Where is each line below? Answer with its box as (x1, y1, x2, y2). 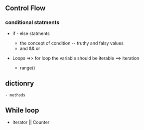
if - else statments (12, 30, 50, 36)
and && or (19, 45, 40, 51)
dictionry (5, 79, 34, 88)
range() (19, 64, 35, 70)
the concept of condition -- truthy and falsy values (19, 40, 124, 46)
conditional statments (5, 19, 60, 26)
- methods (5, 92, 26, 97)
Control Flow (5, 4, 46, 12)
